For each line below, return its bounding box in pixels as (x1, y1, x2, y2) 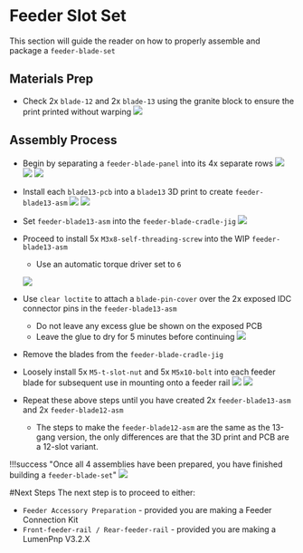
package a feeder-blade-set (9, 44, 116, 55)
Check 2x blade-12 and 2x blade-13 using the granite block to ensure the (22, 95, 295, 106)
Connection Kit (22, 514, 79, 525)
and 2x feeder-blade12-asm (22, 404, 124, 415)
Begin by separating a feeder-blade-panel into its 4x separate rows (22, 158, 274, 169)
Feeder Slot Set (9, 5, 127, 26)
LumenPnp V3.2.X (22, 533, 90, 544)
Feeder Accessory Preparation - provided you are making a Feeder (22, 504, 272, 515)
